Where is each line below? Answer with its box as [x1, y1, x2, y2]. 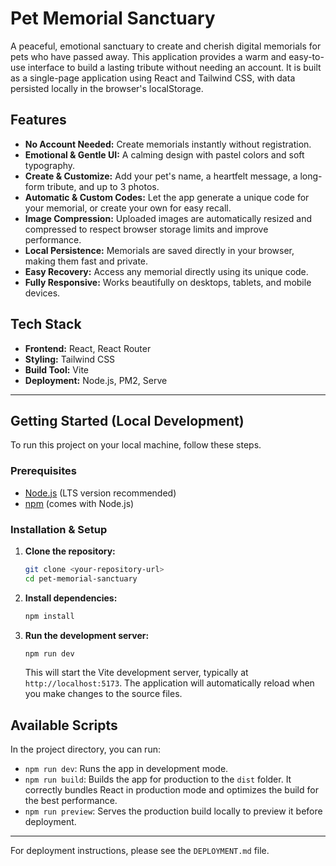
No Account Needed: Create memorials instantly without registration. [24, 138, 312, 150]
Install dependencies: [24, 592, 118, 604]
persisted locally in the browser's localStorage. [10, 82, 204, 94]
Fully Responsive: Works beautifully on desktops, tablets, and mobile [24, 276, 312, 288]
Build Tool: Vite [24, 363, 89, 376]
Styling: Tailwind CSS [24, 353, 116, 365]
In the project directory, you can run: [10, 743, 161, 756]
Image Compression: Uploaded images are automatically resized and [24, 212, 312, 224]
